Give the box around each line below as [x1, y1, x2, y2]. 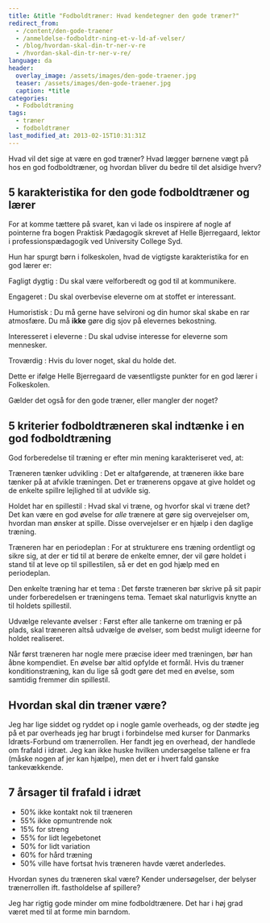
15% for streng [19, 824, 69, 834]
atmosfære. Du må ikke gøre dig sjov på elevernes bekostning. [8, 316, 218, 326]
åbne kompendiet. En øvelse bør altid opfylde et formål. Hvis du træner [8, 658, 244, 668]
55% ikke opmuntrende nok [19, 815, 113, 826]
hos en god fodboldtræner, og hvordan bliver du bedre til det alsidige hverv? [8, 162, 262, 172]
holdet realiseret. [8, 634, 64, 644]
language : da [8, 57, 52, 65]
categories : [8, 94, 48, 102]
